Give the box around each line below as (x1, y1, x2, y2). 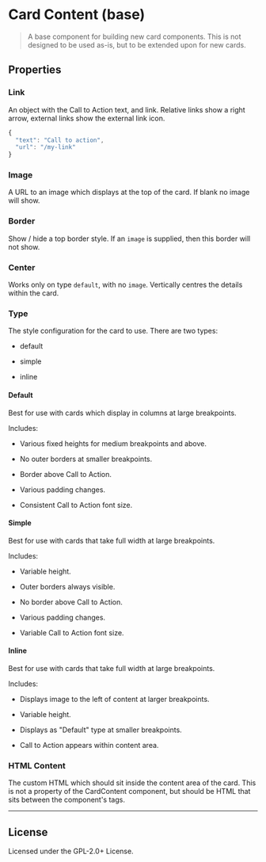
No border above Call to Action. (19, 597, 123, 607)
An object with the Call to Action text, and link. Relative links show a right (8, 105, 245, 114)
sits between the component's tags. (8, 795, 125, 805)
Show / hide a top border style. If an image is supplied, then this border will (8, 234, 251, 243)
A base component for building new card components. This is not (27, 32, 241, 41)
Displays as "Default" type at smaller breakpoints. (19, 725, 182, 734)
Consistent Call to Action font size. (19, 500, 133, 509)
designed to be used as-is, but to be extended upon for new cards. (27, 40, 247, 49)
